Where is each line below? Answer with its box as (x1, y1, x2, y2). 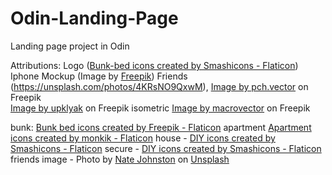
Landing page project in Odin (10, 40, 130, 52)
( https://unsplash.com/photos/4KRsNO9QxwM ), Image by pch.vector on (10, 80, 309, 92)
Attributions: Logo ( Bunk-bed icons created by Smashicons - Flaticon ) (10, 59, 299, 71)
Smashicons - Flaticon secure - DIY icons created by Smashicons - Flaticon (10, 142, 322, 154)
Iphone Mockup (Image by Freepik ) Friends (10, 70, 188, 82)
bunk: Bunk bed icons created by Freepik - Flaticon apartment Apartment (10, 121, 312, 133)
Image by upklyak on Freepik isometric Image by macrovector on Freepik (10, 102, 311, 114)
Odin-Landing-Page (10, 7, 179, 30)
